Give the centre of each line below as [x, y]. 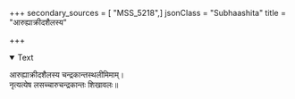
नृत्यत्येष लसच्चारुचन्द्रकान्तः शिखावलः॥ [64, 85]
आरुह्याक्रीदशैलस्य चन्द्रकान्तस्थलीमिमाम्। [67, 74]
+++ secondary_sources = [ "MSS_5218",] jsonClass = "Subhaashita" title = [147, 13]
